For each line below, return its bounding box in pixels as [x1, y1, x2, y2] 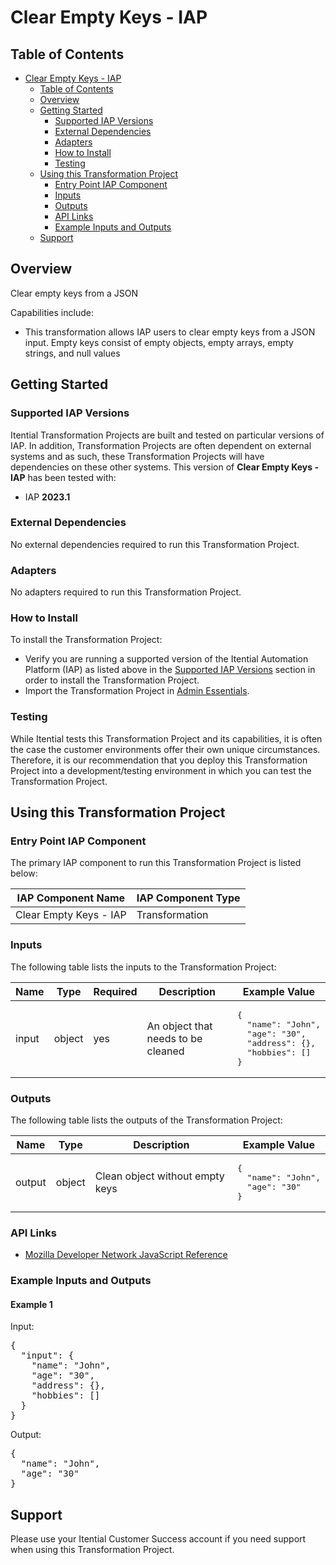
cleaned [146, 1044, 185, 1058]
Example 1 [10, 1298, 53, 1310]
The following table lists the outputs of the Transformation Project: [10, 1114, 283, 1126]
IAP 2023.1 [24, 491, 71, 503]
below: [10, 867, 38, 880]
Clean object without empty [94, 1169, 225, 1183]
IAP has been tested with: [10, 471, 117, 483]
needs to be [146, 1031, 203, 1045]
